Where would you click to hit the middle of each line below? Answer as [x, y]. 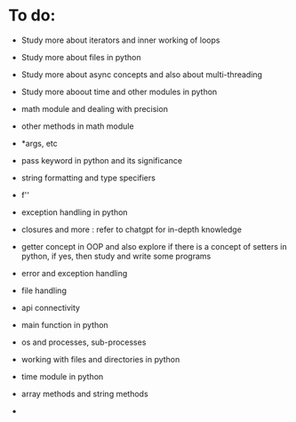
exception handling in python [74, 212]
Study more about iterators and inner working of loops [120, 40]
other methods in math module [77, 126]
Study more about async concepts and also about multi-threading [142, 74]
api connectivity [51, 307]
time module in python [62, 376]
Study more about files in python [81, 57]
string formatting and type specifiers [88, 178]
